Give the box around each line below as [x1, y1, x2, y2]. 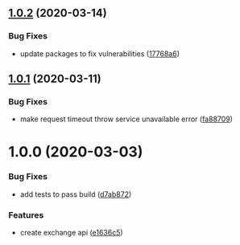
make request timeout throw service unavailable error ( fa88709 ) [19, 114, 234, 124]
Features [8, 209, 44, 220]
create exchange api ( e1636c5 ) [19, 228, 123, 238]
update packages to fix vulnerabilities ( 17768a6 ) [19, 48, 180, 59]
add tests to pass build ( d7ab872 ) [19, 189, 132, 199]
